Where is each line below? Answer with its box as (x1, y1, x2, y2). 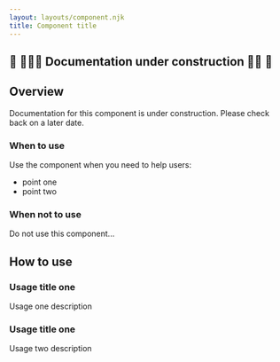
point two (21, 186, 58, 196)
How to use (9, 254, 73, 269)
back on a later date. (9, 117, 84, 128)
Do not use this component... (9, 228, 115, 240)
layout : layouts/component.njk (9, 12, 125, 22)
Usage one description (9, 301, 93, 311)
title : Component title (9, 21, 97, 30)
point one (21, 177, 58, 187)
